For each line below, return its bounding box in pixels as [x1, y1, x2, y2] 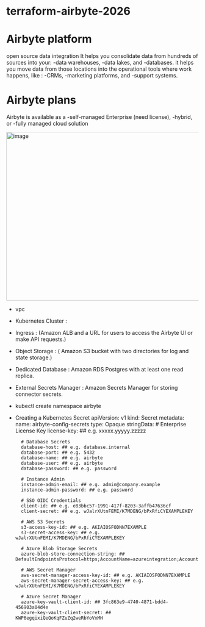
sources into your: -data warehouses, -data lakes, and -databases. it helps [6, 59, 194, 66]
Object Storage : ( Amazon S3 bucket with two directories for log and [15, 348, 189, 355]
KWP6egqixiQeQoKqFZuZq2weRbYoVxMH [15, 615, 103, 622]
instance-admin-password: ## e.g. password [21, 487, 133, 493]
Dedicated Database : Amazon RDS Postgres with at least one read [15, 366, 184, 373]
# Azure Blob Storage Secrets [21, 546, 98, 552]
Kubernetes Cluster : [15, 317, 67, 324]
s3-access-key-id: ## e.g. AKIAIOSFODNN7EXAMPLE [21, 525, 147, 531]
